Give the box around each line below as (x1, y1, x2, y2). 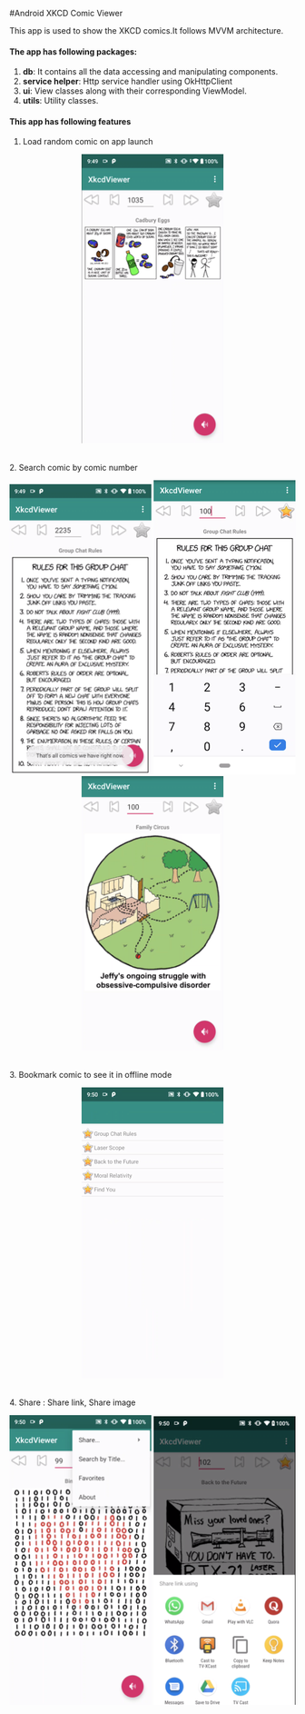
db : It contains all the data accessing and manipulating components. (22, 66, 279, 77)
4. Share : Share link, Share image (9, 1397, 136, 1408)
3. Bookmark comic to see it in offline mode (9, 1070, 172, 1081)
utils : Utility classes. (22, 95, 99, 106)
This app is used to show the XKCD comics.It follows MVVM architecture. (9, 25, 284, 35)
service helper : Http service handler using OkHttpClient (22, 76, 233, 87)
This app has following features (9, 115, 132, 126)
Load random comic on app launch (22, 136, 153, 147)
